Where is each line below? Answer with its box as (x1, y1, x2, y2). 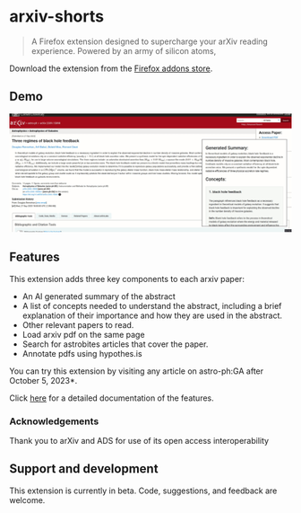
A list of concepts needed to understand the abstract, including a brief (21, 300, 282, 311)
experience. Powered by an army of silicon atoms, (30, 45, 217, 56)
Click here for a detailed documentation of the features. (9, 393, 214, 403)
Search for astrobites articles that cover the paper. (21, 339, 209, 349)
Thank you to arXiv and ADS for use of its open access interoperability (9, 436, 270, 446)
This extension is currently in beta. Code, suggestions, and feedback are (9, 485, 278, 496)
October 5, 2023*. (9, 375, 78, 385)
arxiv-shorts (9, 6, 105, 27)
